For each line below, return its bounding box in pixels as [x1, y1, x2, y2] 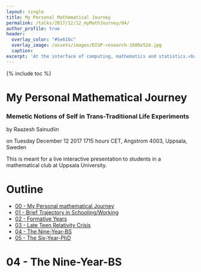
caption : [11, 48, 33, 54]
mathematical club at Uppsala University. [6, 162, 108, 169]
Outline [6, 183, 44, 197]
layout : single [6, 8, 44, 15]
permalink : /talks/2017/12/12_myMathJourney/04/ [6, 20, 130, 26]
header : [6, 31, 26, 37]
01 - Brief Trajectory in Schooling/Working [14, 209, 119, 216]
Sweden [6, 144, 27, 151]
